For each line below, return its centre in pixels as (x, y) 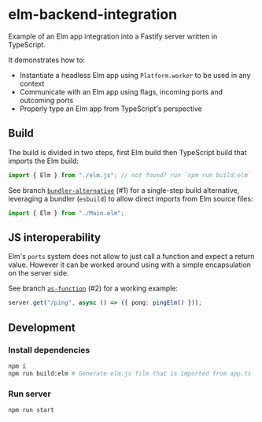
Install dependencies (49, 350)
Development (42, 327)
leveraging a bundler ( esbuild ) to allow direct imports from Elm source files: (131, 198)
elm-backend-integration (93, 15)
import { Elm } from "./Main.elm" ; (66, 213)
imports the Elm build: (44, 161)
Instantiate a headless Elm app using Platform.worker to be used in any (135, 75)
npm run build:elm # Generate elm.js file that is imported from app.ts (130, 373)
